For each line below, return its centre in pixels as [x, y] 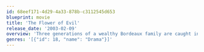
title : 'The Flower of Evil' [43, 23]
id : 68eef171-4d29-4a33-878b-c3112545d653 [61, 12]
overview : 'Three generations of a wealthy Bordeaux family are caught [99, 34]
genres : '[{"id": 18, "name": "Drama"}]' [59, 39]
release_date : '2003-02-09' [42, 28]
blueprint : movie [28, 17]
